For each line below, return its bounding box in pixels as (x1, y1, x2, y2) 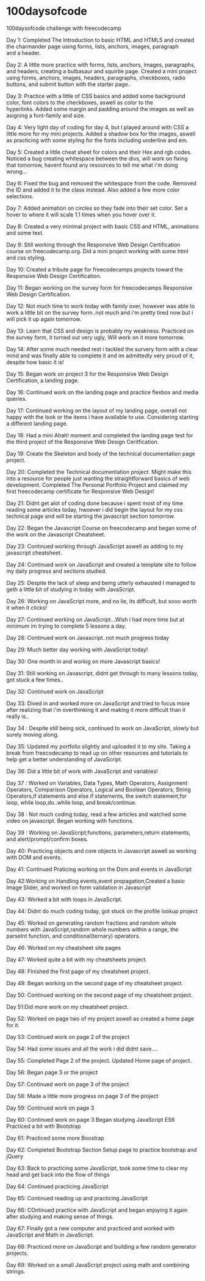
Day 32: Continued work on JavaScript (6, 687, 104, 695)
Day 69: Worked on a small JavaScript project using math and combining (6, 1261, 190, 1268)
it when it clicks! (6, 604, 47, 611)
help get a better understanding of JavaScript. (6, 755, 123, 763)
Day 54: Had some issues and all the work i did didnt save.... (6, 1045, 158, 1052)
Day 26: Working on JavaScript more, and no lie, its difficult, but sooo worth (6, 597, 197, 605)
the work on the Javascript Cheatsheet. (6, 531, 106, 538)
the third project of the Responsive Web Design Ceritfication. (6, 438, 159, 445)
